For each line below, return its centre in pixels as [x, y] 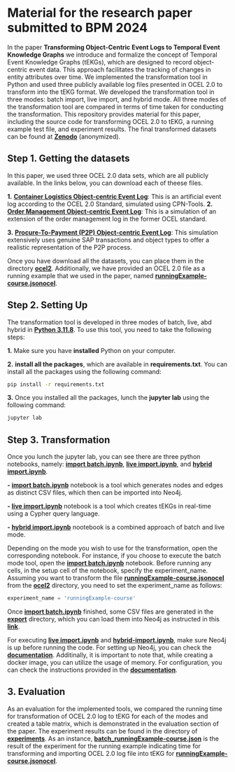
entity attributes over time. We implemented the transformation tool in [107, 77]
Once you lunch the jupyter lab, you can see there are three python [104, 457]
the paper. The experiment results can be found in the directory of [102, 731]
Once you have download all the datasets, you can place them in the [106, 261]
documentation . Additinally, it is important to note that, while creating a [110, 655]
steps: [16, 337]
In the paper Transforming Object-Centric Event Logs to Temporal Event [114, 47]
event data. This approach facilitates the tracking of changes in [120, 69]
